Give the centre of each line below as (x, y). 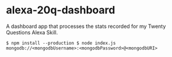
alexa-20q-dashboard (61, 10)
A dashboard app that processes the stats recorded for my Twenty (86, 26)
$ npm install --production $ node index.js (61, 43)
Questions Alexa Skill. (32, 32)
